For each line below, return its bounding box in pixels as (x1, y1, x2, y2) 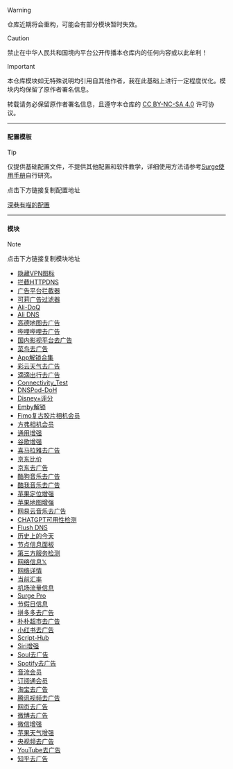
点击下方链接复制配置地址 (7, 186, 80, 194)
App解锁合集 (17, 353, 54, 362)
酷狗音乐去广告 (17, 472, 60, 481)
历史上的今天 (17, 532, 54, 540)
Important (7, 62, 35, 70)
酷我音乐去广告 (17, 481, 60, 489)
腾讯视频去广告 (17, 694, 60, 702)
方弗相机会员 (17, 420, 54, 429)
